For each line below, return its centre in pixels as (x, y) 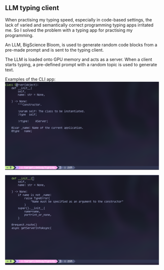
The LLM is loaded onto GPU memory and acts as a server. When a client (79, 59)
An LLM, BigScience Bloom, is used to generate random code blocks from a (81, 45)
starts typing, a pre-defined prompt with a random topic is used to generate (81, 64)
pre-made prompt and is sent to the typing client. (54, 50)
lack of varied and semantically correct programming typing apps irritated (79, 25)
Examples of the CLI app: (30, 79)
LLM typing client (32, 8)
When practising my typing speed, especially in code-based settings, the (79, 19)
